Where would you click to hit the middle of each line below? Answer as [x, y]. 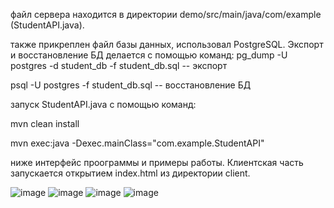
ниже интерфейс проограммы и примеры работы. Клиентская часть [157, 162]
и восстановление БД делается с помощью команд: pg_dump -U [149, 55]
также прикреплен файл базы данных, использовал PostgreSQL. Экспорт [167, 44]
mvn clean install [45, 123]
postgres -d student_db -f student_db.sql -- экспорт [119, 65]
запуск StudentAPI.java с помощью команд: [103, 104]
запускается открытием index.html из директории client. [130, 173]
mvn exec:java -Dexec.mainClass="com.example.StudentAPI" [137, 143]
